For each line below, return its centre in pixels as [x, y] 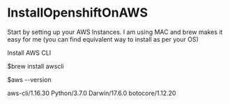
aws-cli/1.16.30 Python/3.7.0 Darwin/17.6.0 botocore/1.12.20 [92, 93]
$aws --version [29, 79]
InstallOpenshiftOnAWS [78, 13]
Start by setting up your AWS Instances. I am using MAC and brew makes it [115, 32]
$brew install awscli [36, 66]
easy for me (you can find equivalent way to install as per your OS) [103, 39]
